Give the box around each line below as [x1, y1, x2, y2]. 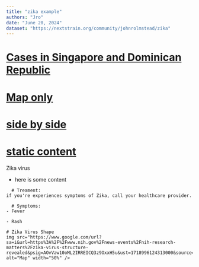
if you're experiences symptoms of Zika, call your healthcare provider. [6, 192, 192, 199]
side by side [6, 117, 67, 131]
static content [6, 145, 76, 158]
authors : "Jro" [6, 14, 44, 20]
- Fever [6, 208, 25, 214]
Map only [6, 90, 53, 104]
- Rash [6, 218, 23, 224]
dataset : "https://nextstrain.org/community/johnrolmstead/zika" [6, 25, 171, 31]
